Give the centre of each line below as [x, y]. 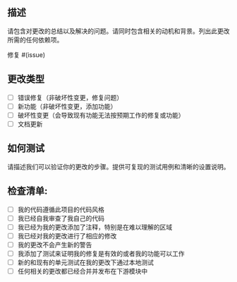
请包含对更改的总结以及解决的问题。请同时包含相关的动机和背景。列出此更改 [119, 31]
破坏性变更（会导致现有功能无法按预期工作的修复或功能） [101, 115]
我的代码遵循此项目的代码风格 [61, 209]
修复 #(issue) [26, 54]
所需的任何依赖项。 [35, 39]
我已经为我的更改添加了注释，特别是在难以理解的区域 [95, 227]
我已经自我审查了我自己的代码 [61, 218]
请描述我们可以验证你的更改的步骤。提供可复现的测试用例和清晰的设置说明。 [119, 166]
